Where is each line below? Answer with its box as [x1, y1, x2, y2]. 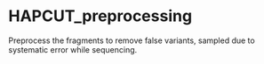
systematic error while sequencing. [8, 44, 138, 54]
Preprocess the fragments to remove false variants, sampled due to [8, 35, 255, 46]
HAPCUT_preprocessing [8, 6, 193, 26]
